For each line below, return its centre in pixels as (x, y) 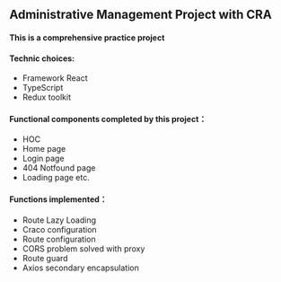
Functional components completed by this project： (108, 119)
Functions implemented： (58, 199)
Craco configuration (59, 229)
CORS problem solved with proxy (83, 248)
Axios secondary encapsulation (80, 268)
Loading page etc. (56, 178)
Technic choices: (42, 58)
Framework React (55, 78)
